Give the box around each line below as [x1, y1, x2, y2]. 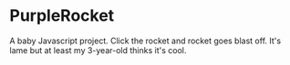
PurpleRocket [9, 5, 115, 26]
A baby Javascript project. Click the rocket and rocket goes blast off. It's [9, 35, 281, 46]
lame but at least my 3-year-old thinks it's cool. [9, 44, 187, 55]
